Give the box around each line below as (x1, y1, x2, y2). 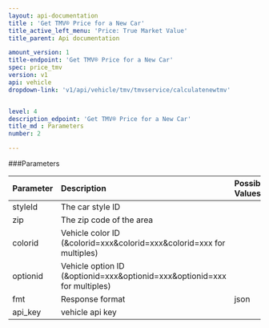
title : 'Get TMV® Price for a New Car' (8, 19, 146, 27)
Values (234, 188, 262, 199)
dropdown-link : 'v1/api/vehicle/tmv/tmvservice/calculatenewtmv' (8, 86, 231, 94)
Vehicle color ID (60, 228, 120, 238)
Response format (60, 294, 126, 305)
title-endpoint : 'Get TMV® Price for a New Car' (8, 56, 174, 64)
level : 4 (8, 107, 38, 115)
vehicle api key (60, 306, 118, 318)
